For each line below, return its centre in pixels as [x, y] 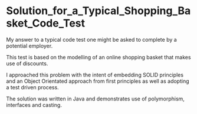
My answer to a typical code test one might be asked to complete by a [91, 39]
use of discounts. [27, 63]
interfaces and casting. [34, 105]
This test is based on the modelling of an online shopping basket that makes [98, 57]
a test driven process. [32, 87]
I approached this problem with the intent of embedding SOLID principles [95, 75]
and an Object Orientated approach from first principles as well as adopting [98, 81]
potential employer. [29, 46]
